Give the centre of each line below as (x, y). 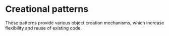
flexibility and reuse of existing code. (44, 28)
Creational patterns (47, 9)
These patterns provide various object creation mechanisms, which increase (85, 23)
